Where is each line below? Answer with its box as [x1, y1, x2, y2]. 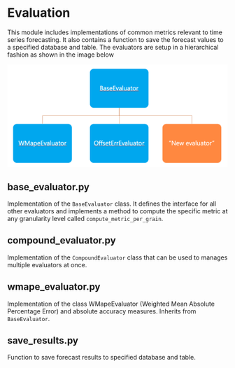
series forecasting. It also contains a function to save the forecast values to [7, 35, 224, 43]
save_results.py [7, 334, 79, 347]
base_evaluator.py [7, 181, 90, 193]
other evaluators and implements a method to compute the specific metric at [7, 207, 228, 215]
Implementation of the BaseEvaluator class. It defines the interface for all [7, 199, 217, 208]
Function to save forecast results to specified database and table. [7, 353, 196, 362]
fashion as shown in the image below [7, 50, 114, 59]
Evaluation [7, 5, 71, 21]
